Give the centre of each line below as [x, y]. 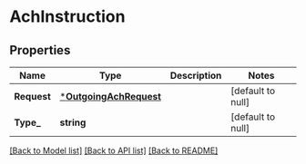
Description [196, 76]
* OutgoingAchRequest [111, 96]
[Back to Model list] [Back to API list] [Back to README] [114, 150]
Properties [40, 50]
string [73, 122]
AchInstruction [67, 17]
